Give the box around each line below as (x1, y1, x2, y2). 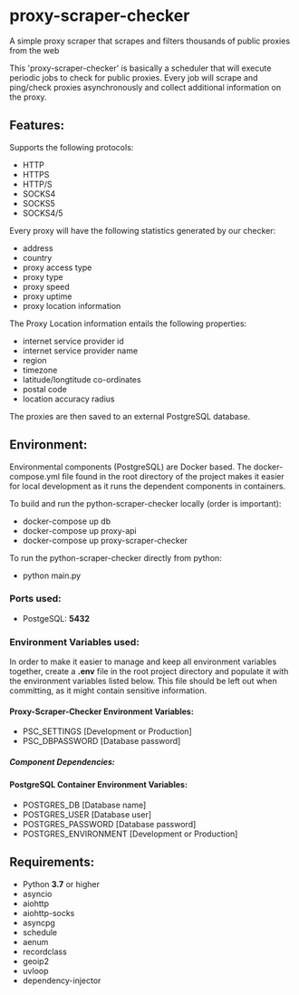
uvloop (22, 965, 49, 976)
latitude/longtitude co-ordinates (22, 373, 142, 385)
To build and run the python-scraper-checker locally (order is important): (9, 497, 282, 508)
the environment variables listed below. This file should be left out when (9, 676, 278, 687)
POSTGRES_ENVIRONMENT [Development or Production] (22, 828, 238, 839)
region (22, 354, 47, 365)
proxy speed (22, 281, 70, 292)
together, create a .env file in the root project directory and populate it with (9, 666, 289, 677)
